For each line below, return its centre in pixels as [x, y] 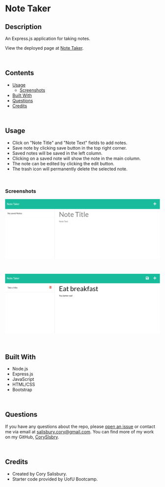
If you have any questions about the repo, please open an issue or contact [80, 426]
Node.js [20, 369]
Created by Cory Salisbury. [40, 474]
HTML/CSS [24, 385]
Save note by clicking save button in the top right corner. [69, 148]
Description [23, 27]
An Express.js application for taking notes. [48, 38]
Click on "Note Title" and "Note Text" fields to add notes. [70, 143]
